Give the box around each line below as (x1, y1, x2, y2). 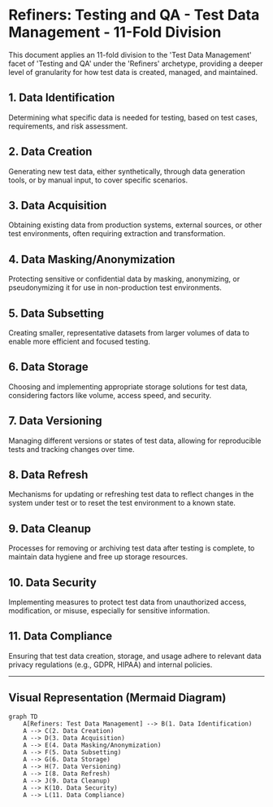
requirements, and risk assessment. (8, 121, 128, 131)
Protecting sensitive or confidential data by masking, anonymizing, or (8, 274, 240, 284)
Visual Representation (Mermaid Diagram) (8, 691, 227, 705)
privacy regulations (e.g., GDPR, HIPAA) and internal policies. (8, 660, 213, 669)
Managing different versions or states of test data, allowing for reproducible (8, 436, 262, 445)
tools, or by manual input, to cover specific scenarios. (8, 175, 188, 185)
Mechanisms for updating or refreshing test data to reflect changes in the (8, 489, 254, 499)
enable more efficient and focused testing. (8, 336, 150, 346)
